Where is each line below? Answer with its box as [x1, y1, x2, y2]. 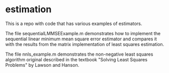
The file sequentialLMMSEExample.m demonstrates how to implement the [5, 30, 161, 36]
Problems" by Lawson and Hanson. [5, 62, 80, 68]
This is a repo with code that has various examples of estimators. [5, 20, 142, 27]
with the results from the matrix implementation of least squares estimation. [5, 41, 164, 47]
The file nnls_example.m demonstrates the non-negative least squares [5, 51, 153, 57]
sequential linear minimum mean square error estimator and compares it [5, 36, 157, 42]
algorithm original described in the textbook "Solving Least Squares [5, 56, 148, 62]
